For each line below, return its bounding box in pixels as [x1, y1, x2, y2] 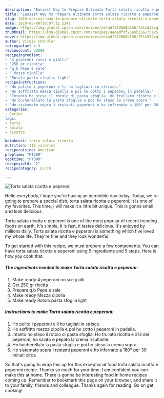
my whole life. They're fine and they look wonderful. [5, 233, 110, 239]
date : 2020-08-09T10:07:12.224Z [5, 21, 71, 26]
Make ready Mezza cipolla [12, 293, 65, 298]
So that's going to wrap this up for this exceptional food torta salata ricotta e [5, 362, 159, 368]
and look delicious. [5, 209, 43, 214]
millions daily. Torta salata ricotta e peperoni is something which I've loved [5, 228, 155, 234]
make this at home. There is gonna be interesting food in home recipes [5, 372, 147, 378]
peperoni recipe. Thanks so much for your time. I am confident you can [5, 367, 148, 373]
